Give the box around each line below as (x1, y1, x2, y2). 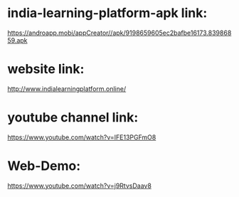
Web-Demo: (7, 158, 81, 174)
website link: (7, 61, 85, 78)
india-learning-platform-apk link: (7, 5, 208, 21)
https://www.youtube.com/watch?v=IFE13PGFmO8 (7, 133, 156, 142)
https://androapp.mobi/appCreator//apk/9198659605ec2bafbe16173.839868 (7, 28, 232, 37)
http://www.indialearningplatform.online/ (7, 84, 127, 93)
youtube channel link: (7, 110, 139, 126)
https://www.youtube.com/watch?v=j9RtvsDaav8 (7, 181, 152, 190)
